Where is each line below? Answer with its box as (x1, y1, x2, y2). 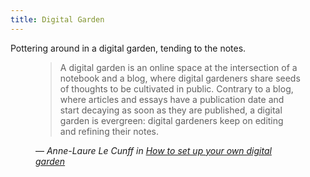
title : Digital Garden (10, 14, 105, 25)
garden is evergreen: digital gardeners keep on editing (59, 114, 284, 126)
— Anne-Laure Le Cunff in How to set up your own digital (35, 144, 272, 156)
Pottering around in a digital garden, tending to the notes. (10, 42, 247, 54)
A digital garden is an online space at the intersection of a (59, 61, 298, 73)
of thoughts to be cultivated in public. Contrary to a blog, (59, 82, 294, 95)
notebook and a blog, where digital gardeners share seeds (59, 72, 301, 84)
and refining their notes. (59, 125, 159, 137)
